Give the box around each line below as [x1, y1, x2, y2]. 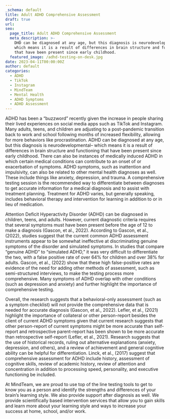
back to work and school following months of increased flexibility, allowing [5, 132, 161, 138]
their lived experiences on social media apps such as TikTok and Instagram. [5, 121, 163, 127]
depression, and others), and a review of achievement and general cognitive [5, 345, 164, 351]
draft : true [5, 17, 30, 22]
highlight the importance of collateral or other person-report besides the [5, 312, 156, 319]
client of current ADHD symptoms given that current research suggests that [5, 318, 163, 324]
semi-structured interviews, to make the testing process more [5, 270, 134, 276]
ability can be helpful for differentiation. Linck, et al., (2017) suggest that [5, 350, 155, 356]
